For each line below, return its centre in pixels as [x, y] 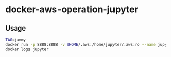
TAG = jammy [16, 40]
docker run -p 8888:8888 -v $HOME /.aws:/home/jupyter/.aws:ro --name [81, 44]
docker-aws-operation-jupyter [72, 9]
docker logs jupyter [27, 49]
